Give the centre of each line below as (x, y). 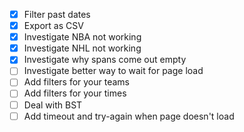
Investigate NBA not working (82, 37)
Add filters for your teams (76, 82)
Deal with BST (53, 105)
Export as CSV (53, 26)
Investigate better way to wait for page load (113, 71)
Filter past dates (57, 14)
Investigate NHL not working (82, 48)
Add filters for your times (75, 93)
